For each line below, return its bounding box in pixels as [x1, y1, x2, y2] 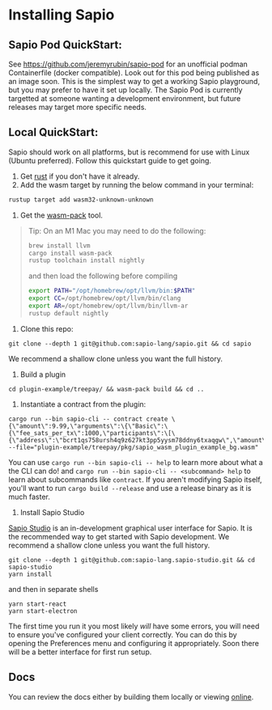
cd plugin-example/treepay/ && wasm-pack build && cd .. [8, 385, 205, 393]
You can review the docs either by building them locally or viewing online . [8, 691, 254, 701]
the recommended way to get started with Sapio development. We [8, 531, 230, 541]
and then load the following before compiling [28, 271, 178, 281]
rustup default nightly [28, 309, 109, 317]
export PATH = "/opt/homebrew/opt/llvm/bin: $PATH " [28, 287, 196, 295]
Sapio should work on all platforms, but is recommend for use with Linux [8, 147, 250, 157]
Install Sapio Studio [19, 507, 85, 517]
